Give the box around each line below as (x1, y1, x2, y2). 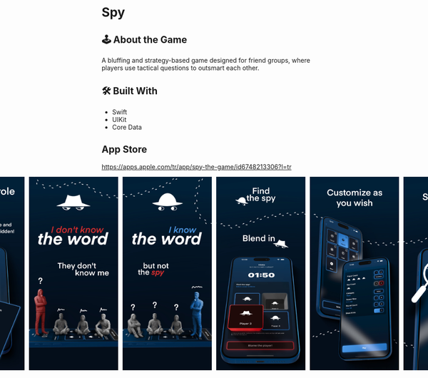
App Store (101, 143, 148, 155)
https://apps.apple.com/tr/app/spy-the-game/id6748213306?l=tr (101, 162, 292, 171)
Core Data (111, 123, 143, 131)
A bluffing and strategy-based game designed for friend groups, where (101, 56, 310, 64)
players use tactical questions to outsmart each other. (101, 63, 260, 72)
